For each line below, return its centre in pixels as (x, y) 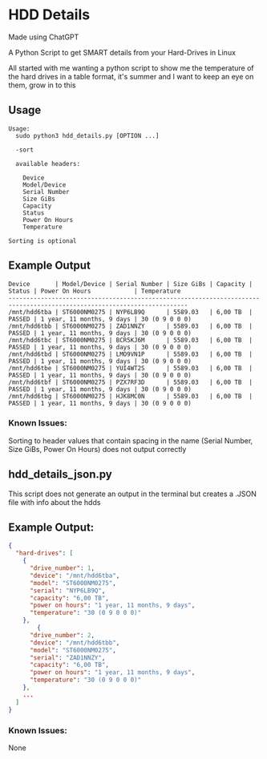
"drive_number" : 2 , (62, 635)
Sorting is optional (43, 241)
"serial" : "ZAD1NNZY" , (67, 658)
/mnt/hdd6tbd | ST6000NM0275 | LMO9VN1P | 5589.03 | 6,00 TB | (130, 354)
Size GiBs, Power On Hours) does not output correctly (97, 449)
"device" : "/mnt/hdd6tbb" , (75, 643)
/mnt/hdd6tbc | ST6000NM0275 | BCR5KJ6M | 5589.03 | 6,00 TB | (130, 340)
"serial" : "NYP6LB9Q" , (67, 591)
